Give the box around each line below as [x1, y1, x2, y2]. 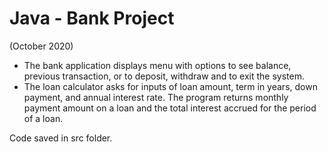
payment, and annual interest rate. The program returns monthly [23, 91, 289, 103]
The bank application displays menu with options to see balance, [23, 59, 292, 71]
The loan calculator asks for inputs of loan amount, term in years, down [23, 80, 318, 92]
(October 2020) [9, 40, 74, 52]
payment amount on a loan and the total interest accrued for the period [23, 102, 317, 114]
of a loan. [23, 112, 64, 124]
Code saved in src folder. [9, 132, 113, 144]
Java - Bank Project [9, 7, 175, 30]
